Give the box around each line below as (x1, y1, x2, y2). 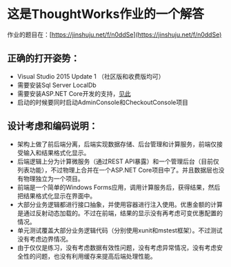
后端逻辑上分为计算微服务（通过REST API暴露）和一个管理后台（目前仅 (17, 157, 219, 166)
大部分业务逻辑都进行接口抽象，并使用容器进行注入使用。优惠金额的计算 (17, 200, 223, 208)
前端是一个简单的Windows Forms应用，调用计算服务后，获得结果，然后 (17, 183, 221, 191)
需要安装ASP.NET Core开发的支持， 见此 (17, 89, 131, 97)
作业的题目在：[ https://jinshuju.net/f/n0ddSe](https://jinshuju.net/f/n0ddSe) (7, 30, 222, 39)
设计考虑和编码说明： (7, 120, 98, 132)
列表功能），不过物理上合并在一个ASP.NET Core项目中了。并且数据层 (17, 166, 212, 174)
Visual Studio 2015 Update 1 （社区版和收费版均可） (17, 72, 165, 80)
